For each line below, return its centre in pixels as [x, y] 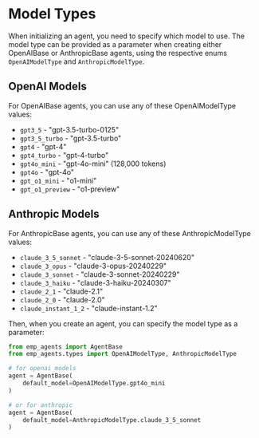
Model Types [52, 14]
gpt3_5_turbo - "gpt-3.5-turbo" [71, 138]
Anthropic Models [54, 214]
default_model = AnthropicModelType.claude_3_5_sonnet [112, 420]
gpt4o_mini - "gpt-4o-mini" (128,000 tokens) [93, 164]
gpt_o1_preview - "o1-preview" [70, 189]
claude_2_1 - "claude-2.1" [61, 291]
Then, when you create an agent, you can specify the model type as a [123, 323]
